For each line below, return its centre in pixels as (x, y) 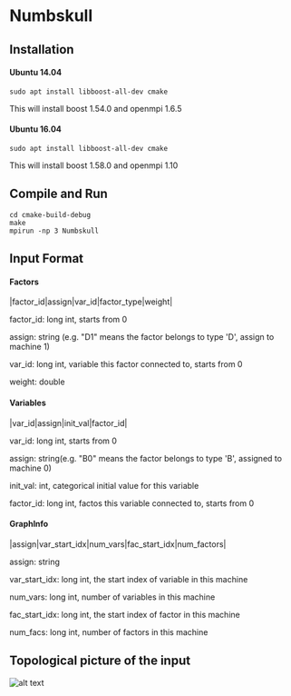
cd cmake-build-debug (50, 214)
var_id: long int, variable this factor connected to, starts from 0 (126, 364)
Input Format (47, 259)
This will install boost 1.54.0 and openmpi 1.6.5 (96, 108)
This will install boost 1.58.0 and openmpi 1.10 (94, 165)
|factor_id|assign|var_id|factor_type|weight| (91, 302)
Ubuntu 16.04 (35, 129)
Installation (42, 50)
